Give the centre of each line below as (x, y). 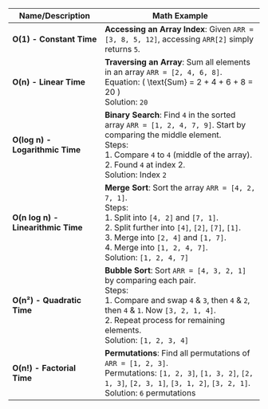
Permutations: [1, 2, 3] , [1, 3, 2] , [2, (179, 373)
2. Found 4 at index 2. (145, 165)
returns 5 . (123, 49)
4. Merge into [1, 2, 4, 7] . (157, 248)
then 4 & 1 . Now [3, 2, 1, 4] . (161, 310)
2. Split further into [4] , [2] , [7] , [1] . (173, 228)
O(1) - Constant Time (55, 39)
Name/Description (54, 16)
